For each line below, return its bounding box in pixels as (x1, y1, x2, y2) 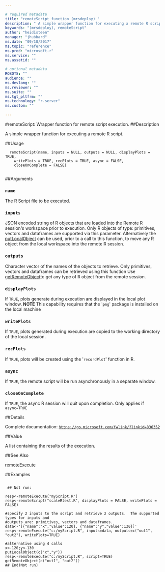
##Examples (5, 472, 30, 478)
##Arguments (5, 176, 33, 181)
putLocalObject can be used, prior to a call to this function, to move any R (5, 236, 154, 241)
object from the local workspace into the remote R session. (5, 241, 124, 247)
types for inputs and (5, 515, 50, 520)
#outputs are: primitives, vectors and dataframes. (5, 520, 113, 525)
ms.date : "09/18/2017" (5, 39, 52, 44)
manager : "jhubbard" (5, 35, 48, 40)
